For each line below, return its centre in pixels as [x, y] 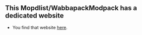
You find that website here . [40, 27]
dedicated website [35, 16]
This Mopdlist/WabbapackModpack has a [71, 8]
